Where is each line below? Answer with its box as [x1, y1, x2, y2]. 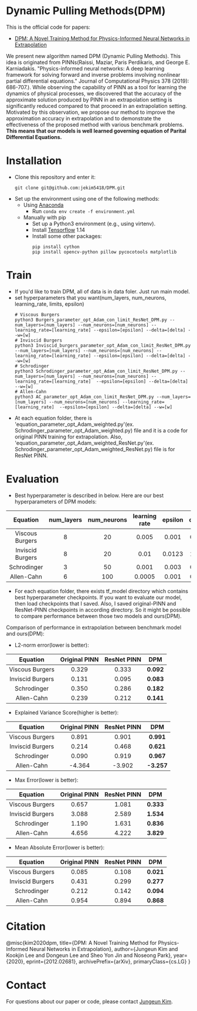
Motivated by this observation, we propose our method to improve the [6, 109, 175, 116]
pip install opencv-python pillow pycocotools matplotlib [32, 249, 177, 255]
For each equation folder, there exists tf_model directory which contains [14, 587, 189, 594]
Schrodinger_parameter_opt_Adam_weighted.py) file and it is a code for [14, 427, 188, 434]
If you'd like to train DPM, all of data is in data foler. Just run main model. [14, 288, 191, 295]
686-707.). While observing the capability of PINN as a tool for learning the [6, 83, 186, 90]
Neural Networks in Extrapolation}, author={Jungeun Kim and [29, 945, 178, 952]
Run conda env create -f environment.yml [32, 207, 135, 215]
